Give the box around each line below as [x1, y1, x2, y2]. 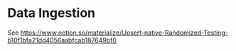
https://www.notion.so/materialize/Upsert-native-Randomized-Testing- [20, 28, 229, 37]
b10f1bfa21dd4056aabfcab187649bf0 [7, 35, 117, 44]
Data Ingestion [7, 5, 96, 21]
